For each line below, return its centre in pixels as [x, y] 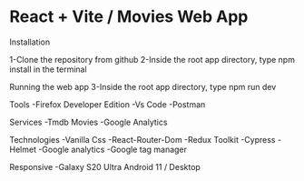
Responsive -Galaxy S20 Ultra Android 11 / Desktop [105, 166]
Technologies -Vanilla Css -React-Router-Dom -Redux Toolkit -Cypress [142, 139]
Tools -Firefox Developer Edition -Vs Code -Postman [108, 104]
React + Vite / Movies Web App [129, 17]
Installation [30, 42]
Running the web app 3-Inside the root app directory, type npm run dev [143, 86]
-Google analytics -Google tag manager [113, 149]
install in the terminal [49, 69]
